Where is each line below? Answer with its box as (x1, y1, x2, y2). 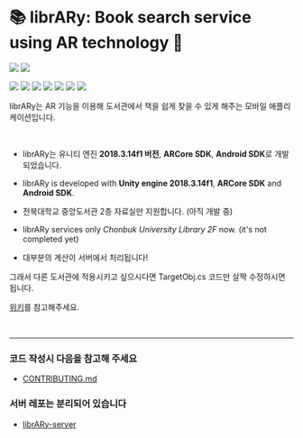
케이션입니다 (9, 112, 54, 123)
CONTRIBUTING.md (22, 373, 97, 384)
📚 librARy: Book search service (9, 7, 252, 28)
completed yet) (22, 233, 79, 244)
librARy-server (22, 418, 77, 429)
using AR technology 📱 (9, 32, 183, 53)
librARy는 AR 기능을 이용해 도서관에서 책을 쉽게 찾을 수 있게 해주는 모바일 (9, 100, 268, 111)
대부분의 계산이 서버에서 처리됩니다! (22, 251, 149, 262)
